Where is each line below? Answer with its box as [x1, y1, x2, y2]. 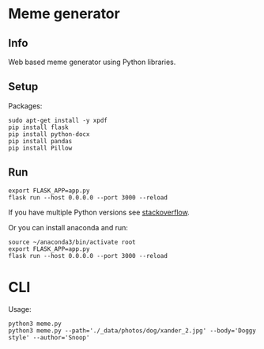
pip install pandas [8, 137, 73, 145]
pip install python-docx [8, 130, 90, 138]
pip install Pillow [8, 144, 73, 152]
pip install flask [8, 123, 69, 131]
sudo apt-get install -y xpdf [8, 116, 108, 124]
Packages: [8, 101, 43, 111]
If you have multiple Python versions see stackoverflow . [8, 207, 190, 217]
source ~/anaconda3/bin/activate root [8, 238, 136, 246]
